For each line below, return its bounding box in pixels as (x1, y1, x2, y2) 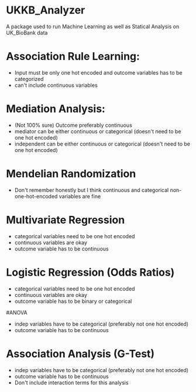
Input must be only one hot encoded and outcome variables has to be (14, 69, 183, 76)
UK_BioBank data (6, 29, 48, 36)
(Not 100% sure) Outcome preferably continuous (14, 121, 133, 129)
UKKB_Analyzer (6, 4, 85, 17)
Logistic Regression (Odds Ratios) (6, 265, 175, 279)
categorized (14, 75, 44, 82)
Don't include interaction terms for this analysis (14, 379, 129, 386)
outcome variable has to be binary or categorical (14, 298, 132, 305)
